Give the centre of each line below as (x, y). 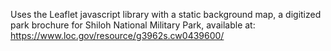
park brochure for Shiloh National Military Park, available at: (133, 25)
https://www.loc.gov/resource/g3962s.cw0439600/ (117, 35)
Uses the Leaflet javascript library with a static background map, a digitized (166, 14)
